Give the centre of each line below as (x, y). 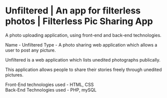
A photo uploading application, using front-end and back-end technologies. (83, 35)
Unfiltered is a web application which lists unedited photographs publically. (83, 59)
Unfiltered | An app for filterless (73, 11)
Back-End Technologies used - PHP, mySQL (51, 89)
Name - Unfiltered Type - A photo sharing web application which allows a (81, 44)
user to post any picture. (31, 50)
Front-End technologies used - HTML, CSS (50, 84)
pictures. (14, 74)
